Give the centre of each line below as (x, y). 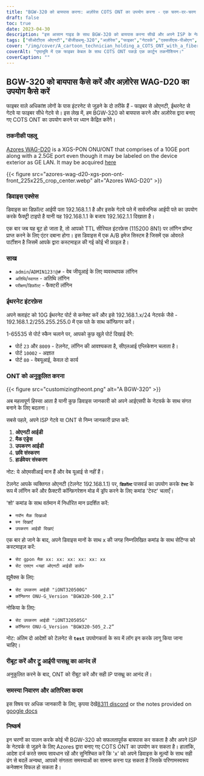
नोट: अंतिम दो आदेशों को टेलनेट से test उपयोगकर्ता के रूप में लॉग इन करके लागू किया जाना (95, 638)
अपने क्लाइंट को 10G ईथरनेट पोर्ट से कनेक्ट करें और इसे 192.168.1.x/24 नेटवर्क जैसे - (92, 315)
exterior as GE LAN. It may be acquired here (61, 162)
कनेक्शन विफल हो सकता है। (34, 767)
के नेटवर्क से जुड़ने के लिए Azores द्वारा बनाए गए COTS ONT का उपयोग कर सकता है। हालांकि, (101, 746)
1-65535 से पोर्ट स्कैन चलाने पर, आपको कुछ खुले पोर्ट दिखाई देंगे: (70, 334)
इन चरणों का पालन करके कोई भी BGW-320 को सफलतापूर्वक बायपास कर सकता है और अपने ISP (102, 739)
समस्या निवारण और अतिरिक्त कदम (45, 691)
